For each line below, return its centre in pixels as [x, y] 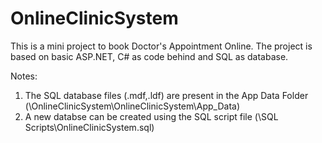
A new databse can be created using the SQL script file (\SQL [151, 116]
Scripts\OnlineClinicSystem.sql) [89, 127]
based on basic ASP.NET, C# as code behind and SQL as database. [149, 56]
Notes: [24, 76]
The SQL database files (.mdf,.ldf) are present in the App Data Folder [166, 95]
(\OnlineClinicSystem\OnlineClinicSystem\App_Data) [132, 106]
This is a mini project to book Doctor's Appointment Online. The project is [161, 46]
